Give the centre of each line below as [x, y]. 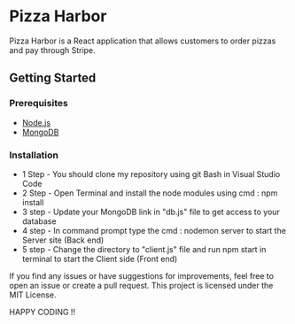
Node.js [36, 122]
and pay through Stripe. [52, 50]
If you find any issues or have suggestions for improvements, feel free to [142, 275]
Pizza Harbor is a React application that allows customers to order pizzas [143, 41]
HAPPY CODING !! [43, 312]
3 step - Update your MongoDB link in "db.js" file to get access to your [151, 212]
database [39, 221]
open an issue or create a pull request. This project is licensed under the [141, 285]
